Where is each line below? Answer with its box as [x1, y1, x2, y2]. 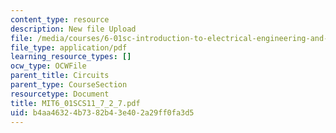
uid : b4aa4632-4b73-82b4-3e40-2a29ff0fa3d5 [10, 107, 195, 118]
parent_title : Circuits [10, 71, 110, 81]
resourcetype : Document [10, 89, 110, 99]
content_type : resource [10, 14, 110, 25]
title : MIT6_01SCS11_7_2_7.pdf [10, 98, 141, 108]
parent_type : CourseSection [10, 80, 128, 90]
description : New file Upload [10, 24, 137, 34]
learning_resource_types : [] [10, 52, 132, 62]
